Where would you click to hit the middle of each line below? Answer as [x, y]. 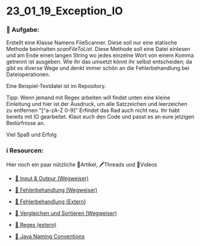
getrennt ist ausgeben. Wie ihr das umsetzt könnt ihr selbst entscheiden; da [99, 62]
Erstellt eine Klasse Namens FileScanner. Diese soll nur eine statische [92, 42]
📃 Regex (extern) [36, 224]
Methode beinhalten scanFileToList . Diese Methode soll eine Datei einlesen [98, 49]
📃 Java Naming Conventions [50, 236]
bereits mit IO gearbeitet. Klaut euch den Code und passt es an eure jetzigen [100, 117]
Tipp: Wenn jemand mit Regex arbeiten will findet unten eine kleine [88, 98]
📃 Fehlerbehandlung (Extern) [50, 201]
